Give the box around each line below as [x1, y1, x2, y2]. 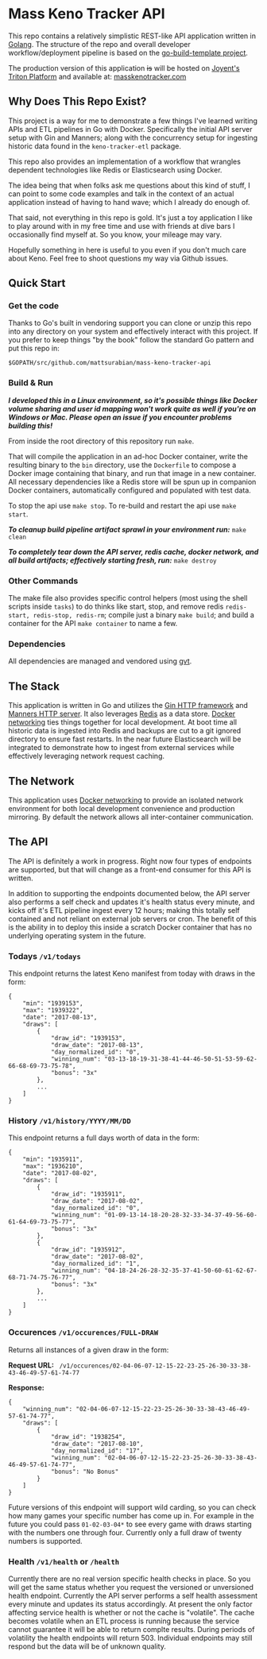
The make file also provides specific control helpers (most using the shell [8, 594, 248, 603]
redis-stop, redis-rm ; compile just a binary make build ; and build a [33, 610, 254, 620]
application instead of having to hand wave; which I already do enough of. [8, 197, 250, 207]
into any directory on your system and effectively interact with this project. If [8, 327, 258, 336]
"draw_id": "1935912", [50, 1246, 126, 1254]
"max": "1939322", [22, 1007, 83, 1015]
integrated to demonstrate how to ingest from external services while [8, 743, 234, 752]
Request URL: [8, 1360, 54, 1370]
